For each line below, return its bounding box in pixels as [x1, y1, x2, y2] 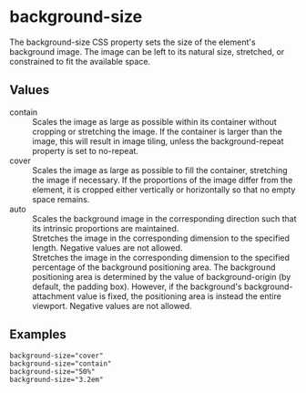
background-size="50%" [9, 367, 96, 376]
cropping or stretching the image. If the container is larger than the [32, 126, 282, 137]
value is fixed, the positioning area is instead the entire [76, 290, 282, 302]
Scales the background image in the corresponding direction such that [32, 212, 297, 224]
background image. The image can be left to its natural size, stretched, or [9, 46, 285, 57]
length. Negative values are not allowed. [32, 242, 183, 253]
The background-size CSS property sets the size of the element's [9, 36, 257, 47]
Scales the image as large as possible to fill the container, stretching [32, 164, 289, 175]
